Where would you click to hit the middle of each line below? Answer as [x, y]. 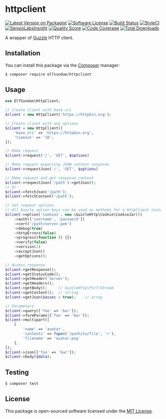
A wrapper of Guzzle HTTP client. [40, 38]
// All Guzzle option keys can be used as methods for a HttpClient [77, 210]
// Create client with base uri [38, 110]
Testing [17, 372]
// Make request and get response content [49, 178]
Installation [23, 53]
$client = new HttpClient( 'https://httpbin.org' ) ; [58, 115]
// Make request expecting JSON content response [57, 164]
